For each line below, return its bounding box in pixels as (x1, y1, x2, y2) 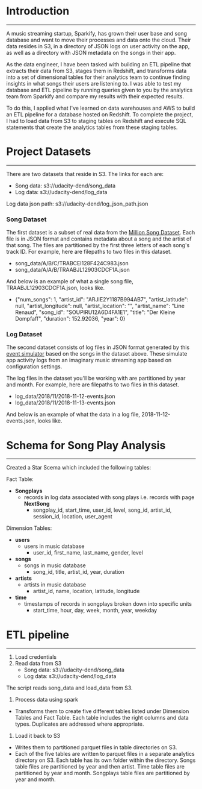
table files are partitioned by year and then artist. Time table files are (14, 763, 185, 770)
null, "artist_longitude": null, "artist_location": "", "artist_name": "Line (14, 303, 185, 310)
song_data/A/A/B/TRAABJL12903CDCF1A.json (14, 266, 130, 274)
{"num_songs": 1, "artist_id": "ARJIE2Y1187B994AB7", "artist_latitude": (14, 296, 189, 303)
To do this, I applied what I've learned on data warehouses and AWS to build (6, 104, 195, 112)
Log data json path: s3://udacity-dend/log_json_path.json (6, 200, 148, 207)
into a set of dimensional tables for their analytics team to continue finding (6, 74, 191, 81)
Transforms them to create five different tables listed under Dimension (14, 708, 189, 715)
